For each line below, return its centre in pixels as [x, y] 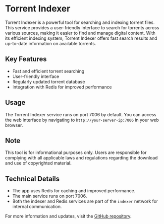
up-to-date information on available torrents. [51, 43]
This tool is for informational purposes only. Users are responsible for [76, 152]
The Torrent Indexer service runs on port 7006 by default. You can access [81, 114]
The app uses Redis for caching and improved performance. [74, 191]
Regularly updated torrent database [49, 81]
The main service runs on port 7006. [50, 196]
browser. [14, 125]
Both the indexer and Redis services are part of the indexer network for [85, 201]
